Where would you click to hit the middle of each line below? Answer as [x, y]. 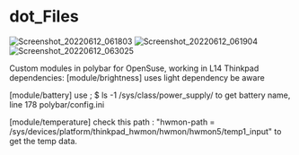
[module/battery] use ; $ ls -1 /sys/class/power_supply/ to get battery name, [150, 95]
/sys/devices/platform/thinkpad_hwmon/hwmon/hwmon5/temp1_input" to [145, 131]
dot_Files [44, 17]
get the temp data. [44, 141]
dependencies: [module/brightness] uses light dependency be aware [137, 77]
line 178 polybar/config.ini [57, 104]
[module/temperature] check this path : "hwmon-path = [112, 122]
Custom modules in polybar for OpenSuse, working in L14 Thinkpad [134, 68]
